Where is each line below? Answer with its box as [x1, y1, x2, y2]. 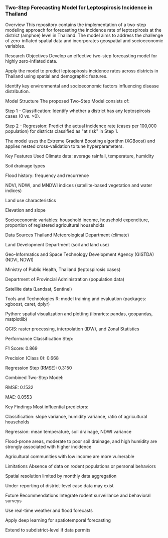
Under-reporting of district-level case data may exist [5, 483, 114, 489]
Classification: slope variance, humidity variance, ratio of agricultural [5, 414, 147, 420]
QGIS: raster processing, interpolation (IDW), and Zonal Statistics [5, 326, 139, 332]
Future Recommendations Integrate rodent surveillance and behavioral [5, 492, 151, 499]
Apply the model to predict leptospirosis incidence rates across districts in [5, 68, 159, 74]
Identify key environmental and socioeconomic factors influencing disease [5, 83, 159, 89]
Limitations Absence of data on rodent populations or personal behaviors [5, 463, 156, 469]
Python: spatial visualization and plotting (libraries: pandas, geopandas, [5, 311, 153, 317]
